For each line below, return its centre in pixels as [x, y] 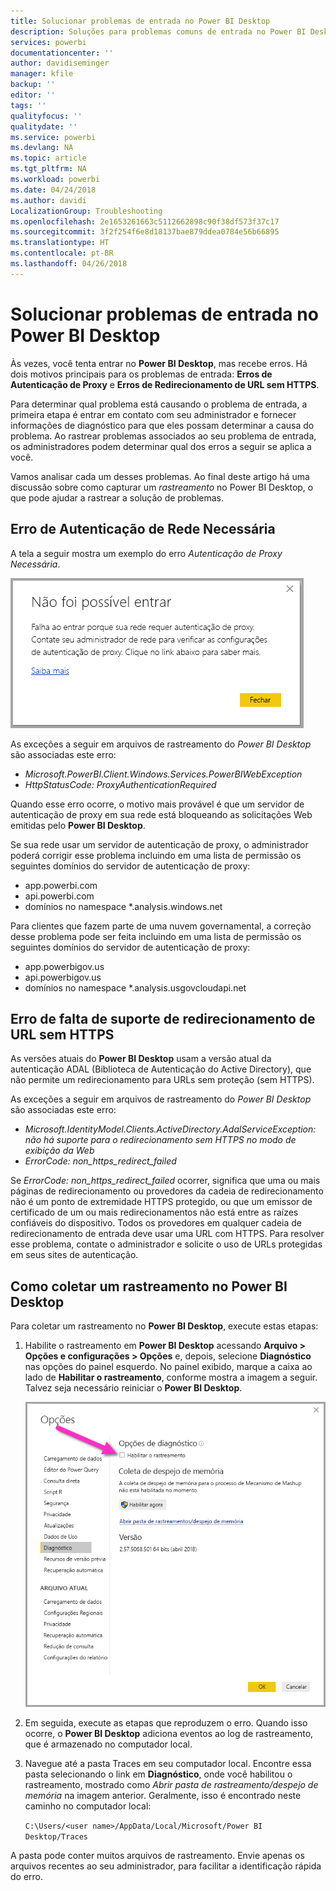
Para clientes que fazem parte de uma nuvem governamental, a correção [161, 926]
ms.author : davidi [48, 200]
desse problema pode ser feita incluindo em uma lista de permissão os [156, 936]
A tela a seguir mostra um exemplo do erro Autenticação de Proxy [146, 553]
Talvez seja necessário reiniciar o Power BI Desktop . [133, 1388]
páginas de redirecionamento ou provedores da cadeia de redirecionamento [167, 1191]
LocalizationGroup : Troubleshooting [86, 211]
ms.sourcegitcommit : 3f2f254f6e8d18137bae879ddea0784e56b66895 [145, 232]
